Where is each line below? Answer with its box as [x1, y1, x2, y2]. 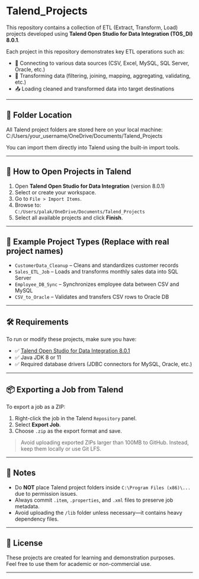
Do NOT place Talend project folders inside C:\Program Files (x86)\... [14, 483, 191, 491]
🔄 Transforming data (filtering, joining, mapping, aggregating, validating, [14, 72, 191, 79]
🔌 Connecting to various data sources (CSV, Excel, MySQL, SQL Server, [14, 59, 190, 67]
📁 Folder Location [6, 110, 72, 120]
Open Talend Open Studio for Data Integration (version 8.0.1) [14, 182, 165, 190]
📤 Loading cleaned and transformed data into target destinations [14, 85, 175, 92]
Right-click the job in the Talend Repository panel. [14, 415, 137, 421]
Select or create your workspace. [14, 188, 97, 196]
